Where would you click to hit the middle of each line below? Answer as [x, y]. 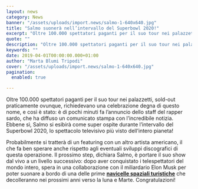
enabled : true [29, 77]
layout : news [22, 12]
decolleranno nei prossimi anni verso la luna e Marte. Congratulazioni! [91, 180]
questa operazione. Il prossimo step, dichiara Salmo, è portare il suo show [96, 155]
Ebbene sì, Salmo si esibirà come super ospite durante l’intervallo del [90, 125]
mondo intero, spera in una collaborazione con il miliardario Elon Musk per [96, 167]
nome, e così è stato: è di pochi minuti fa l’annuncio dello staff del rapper [94, 112]
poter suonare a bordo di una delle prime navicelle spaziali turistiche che [96, 174]
